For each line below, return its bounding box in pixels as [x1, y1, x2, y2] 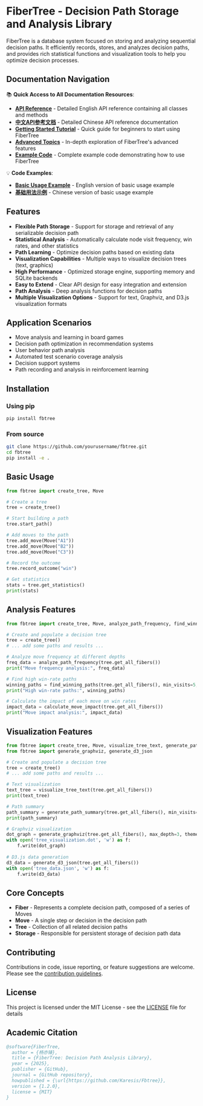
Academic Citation [6, 1028, 78, 1038]
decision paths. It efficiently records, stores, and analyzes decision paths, [6, 44, 190, 51]
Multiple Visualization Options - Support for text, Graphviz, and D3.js [14, 293, 189, 301]
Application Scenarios [6, 317, 92, 328]
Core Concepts [6, 887, 65, 898]
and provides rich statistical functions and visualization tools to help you [6, 50, 186, 57]
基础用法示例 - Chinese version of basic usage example [14, 188, 154, 195]
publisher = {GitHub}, [11, 1067, 69, 1073]
